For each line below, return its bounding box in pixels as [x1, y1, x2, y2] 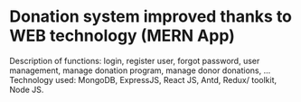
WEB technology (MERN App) [9, 25, 235, 46]
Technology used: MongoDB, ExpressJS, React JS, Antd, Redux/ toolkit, [9, 74, 277, 85]
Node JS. [9, 84, 44, 95]
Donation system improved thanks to [9, 6, 292, 27]
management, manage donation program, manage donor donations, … [9, 65, 271, 76]
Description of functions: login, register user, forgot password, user [9, 55, 260, 66]
